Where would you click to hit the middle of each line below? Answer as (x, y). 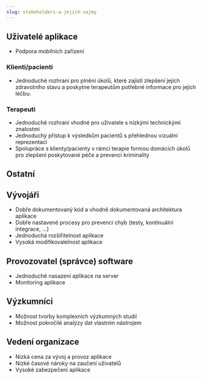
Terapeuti (21, 109)
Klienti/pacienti (30, 67)
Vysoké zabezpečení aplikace (52, 369)
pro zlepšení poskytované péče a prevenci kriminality (82, 155)
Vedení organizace (43, 342)
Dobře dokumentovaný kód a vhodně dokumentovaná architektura (99, 210)
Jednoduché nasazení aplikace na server (67, 276)
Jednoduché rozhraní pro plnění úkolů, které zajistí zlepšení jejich (97, 81)
